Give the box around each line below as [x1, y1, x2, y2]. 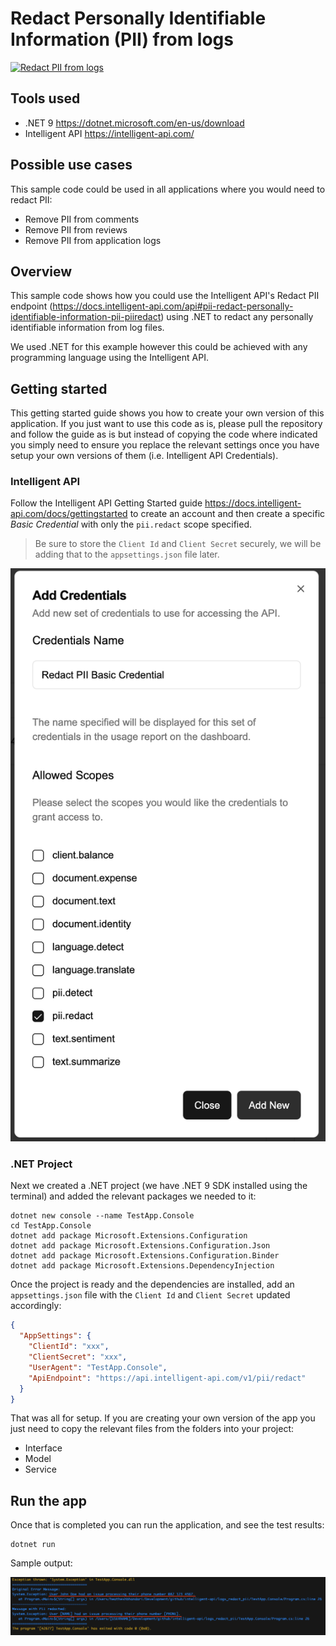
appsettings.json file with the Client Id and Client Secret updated [10, 1289, 291, 1301]
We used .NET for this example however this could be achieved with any [10, 341, 308, 353]
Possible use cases [10, 157, 133, 174]
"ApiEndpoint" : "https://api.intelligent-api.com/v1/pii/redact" [28, 1373, 307, 1383]
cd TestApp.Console [10, 1221, 92, 1231]
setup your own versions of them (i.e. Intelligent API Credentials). [10, 450, 279, 462]
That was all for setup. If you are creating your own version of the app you [10, 1412, 316, 1424]
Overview [10, 263, 73, 280]
